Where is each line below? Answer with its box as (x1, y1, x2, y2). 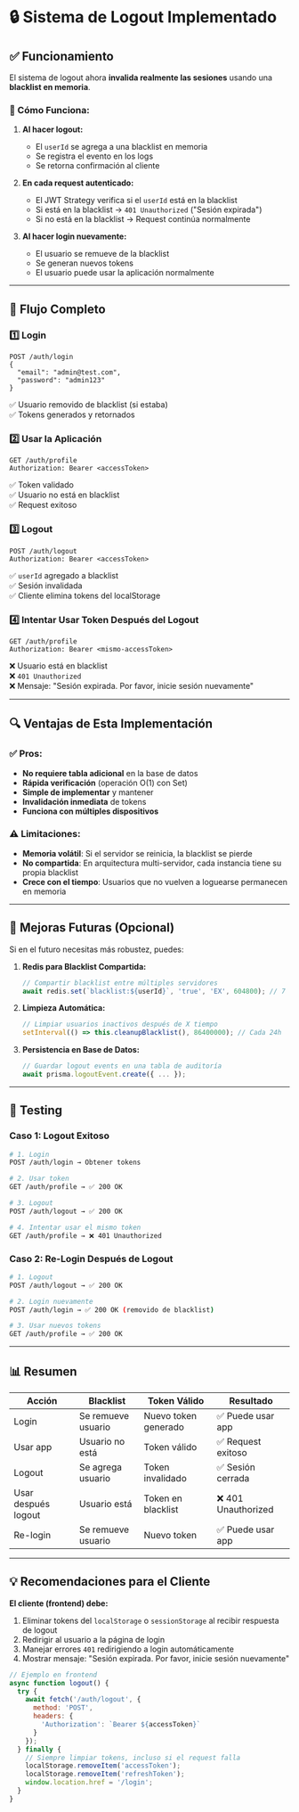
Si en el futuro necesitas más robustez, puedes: (9, 944, 184, 955)
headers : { (32, 1712, 74, 1721)
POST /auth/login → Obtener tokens (9, 1158, 141, 1168)
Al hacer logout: (21, 124, 84, 135)
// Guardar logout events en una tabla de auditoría (21, 1062, 222, 1070)
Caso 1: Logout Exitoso (9, 1129, 109, 1142)
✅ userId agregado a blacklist (9, 570, 118, 580)
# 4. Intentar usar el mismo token (9, 1223, 141, 1232)
